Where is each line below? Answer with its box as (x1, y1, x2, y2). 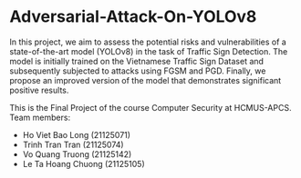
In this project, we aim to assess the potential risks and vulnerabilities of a (9, 36, 287, 47)
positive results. (9, 84, 69, 95)
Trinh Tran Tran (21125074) (22, 139, 125, 150)
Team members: (9, 112, 71, 123)
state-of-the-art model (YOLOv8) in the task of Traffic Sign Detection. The (9, 45, 288, 56)
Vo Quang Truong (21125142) (22, 148, 132, 160)
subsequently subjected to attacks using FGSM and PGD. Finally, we (9, 65, 266, 76)
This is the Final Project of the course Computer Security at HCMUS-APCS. (9, 102, 292, 113)
